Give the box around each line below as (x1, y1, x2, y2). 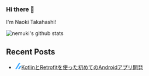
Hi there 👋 (6, 5, 35, 13)
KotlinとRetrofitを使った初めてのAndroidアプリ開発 (21, 64, 143, 71)
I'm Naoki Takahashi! (6, 19, 57, 26)
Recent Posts (6, 47, 56, 57)
